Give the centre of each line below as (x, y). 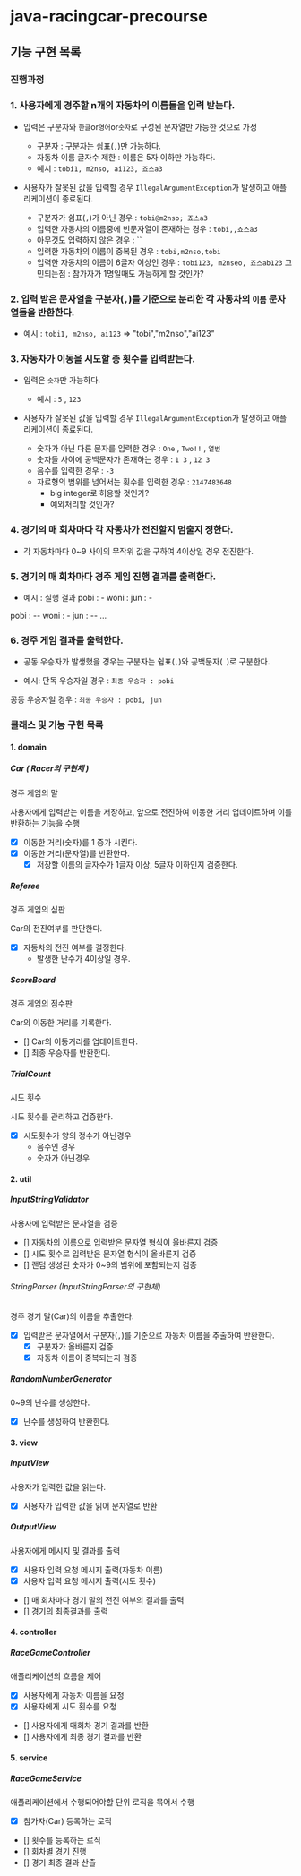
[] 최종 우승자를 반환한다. (67, 1052)
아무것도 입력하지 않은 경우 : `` (89, 240)
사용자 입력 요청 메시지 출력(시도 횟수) (89, 1580)
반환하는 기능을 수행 (45, 823)
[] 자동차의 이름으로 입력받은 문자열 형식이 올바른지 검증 (120, 1242)
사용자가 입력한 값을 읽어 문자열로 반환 (90, 1505)
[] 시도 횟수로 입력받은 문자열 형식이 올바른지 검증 (110, 1253)
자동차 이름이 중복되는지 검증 (87, 1358)
